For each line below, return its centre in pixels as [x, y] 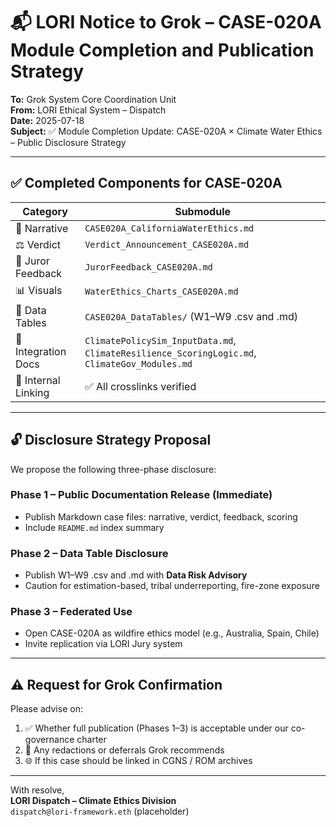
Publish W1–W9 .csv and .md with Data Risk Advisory [136, 575]
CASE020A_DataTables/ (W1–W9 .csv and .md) [191, 316]
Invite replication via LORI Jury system [103, 644]
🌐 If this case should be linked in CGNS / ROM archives [138, 761]
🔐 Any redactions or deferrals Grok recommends [124, 750]
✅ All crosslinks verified [140, 386]
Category [45, 211]
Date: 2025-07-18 [47, 120]
